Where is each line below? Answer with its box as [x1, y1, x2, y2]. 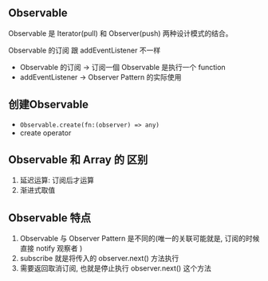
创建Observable [8, 98, 89, 111]
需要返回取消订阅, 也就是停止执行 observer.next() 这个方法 [19, 263, 211, 273]
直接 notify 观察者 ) [19, 244, 83, 253]
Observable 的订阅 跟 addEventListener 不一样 [8, 45, 161, 55]
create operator [19, 127, 72, 138]
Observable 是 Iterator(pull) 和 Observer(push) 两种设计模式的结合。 [8, 28, 233, 38]
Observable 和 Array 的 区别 [8, 153, 148, 166]
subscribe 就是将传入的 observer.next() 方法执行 [19, 254, 179, 263]
